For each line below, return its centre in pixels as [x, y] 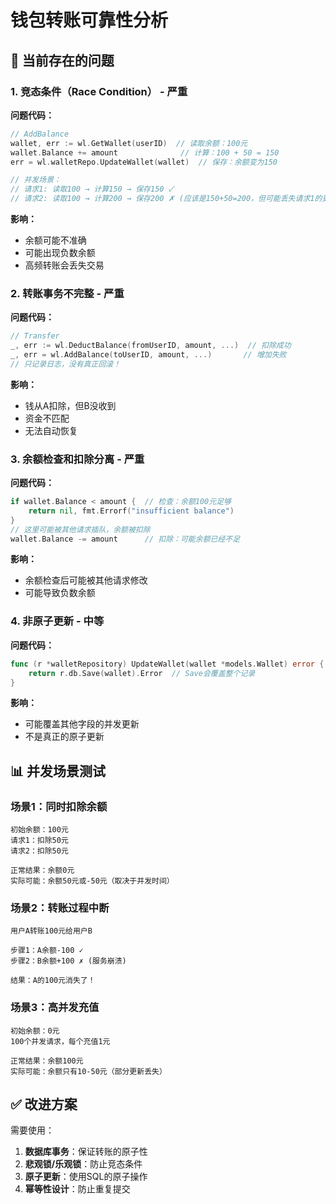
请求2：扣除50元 [39, 851]
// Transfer [35, 336]
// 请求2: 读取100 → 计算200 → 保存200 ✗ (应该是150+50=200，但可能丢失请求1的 [166, 199]
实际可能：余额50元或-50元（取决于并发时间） [92, 881]
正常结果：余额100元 [47, 1061]
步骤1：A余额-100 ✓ [47, 951]
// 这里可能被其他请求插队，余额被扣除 [80, 529]
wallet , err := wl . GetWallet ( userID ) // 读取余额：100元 [129, 143]
